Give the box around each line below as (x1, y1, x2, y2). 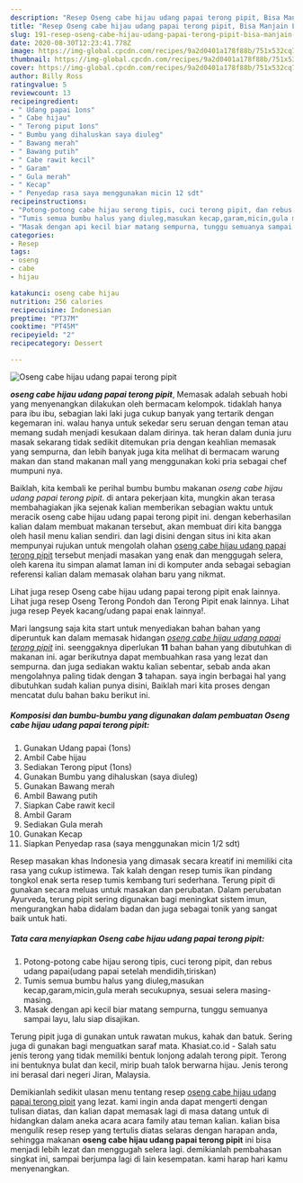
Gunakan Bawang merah (22, 780, 115, 792)
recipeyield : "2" (10, 330, 76, 340)
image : (10, 47, 35, 56)
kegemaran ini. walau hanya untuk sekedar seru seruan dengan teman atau (10, 417, 289, 428)
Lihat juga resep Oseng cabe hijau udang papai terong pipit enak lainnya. (10, 586, 281, 596)
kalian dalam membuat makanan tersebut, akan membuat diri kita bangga (10, 521, 282, 532)
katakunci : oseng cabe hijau (10, 289, 120, 298)
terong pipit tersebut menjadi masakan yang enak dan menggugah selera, (10, 550, 284, 560)
